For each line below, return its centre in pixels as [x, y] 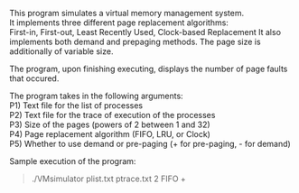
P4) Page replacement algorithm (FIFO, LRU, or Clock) [110, 134]
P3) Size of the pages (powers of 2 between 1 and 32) [110, 124]
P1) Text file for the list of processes [76, 106]
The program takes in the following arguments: [96, 96]
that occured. [34, 78]
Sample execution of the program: [73, 161]
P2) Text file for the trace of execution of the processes [112, 115]
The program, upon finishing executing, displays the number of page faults [149, 69]
